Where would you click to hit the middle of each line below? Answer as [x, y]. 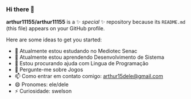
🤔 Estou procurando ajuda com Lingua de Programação [81, 63]
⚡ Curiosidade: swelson [43, 91]
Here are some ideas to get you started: [54, 40]
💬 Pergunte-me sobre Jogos [49, 70]
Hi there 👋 [21, 9]
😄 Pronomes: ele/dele [42, 84]
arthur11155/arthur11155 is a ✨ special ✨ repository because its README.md [96, 22]
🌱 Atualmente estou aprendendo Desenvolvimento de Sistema [89, 57]
